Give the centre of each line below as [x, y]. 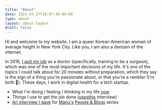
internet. [13, 52]
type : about [17, 19]
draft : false [18, 28]
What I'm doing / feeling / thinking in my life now [61, 92]
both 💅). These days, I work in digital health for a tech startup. [67, 82]
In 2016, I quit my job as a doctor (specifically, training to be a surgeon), [77, 62]
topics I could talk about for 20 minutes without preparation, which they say [81, 72]
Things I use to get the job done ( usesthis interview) [64, 97]
